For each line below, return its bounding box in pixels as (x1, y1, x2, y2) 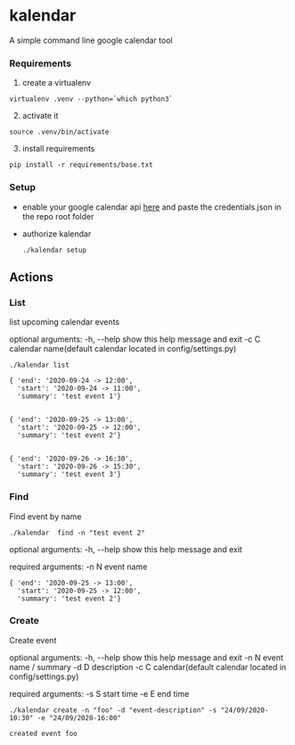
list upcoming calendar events (9, 317, 120, 327)
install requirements (21, 144, 95, 154)
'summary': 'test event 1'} (17, 392, 122, 401)
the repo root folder (21, 211, 94, 221)
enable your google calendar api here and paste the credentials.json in (21, 202, 282, 212)
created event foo (9, 729, 78, 738)
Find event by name (9, 510, 82, 522)
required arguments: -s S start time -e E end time (9, 688, 190, 699)
